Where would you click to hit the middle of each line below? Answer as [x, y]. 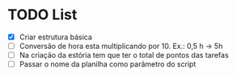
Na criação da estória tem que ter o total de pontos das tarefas [124, 55]
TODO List [42, 15]
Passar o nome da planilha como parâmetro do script [108, 64]
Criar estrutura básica [55, 37]
